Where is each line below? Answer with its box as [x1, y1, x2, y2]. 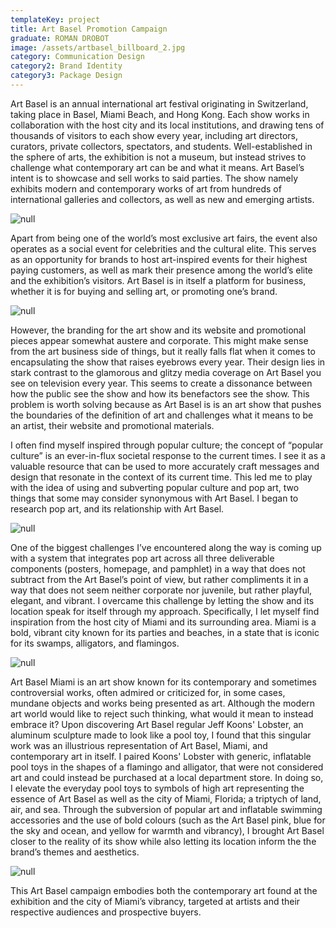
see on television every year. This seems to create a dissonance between [10, 377, 313, 389]
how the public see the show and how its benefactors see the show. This [10, 387, 310, 400]
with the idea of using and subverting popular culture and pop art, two [10, 481, 300, 493]
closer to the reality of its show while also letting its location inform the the [10, 835, 317, 847]
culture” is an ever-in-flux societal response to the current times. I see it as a [10, 449, 326, 461]
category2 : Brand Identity [10, 61, 123, 71]
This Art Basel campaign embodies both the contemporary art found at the [10, 884, 318, 896]
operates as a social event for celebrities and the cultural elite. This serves [10, 242, 317, 255]
